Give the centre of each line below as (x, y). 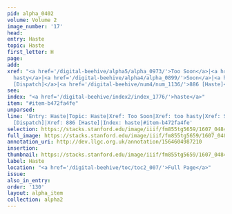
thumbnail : (23, 155)
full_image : (24, 135)
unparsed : (21, 110)
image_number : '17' (35, 26)
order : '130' (26, 187)
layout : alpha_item (35, 193)
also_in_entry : (29, 180)
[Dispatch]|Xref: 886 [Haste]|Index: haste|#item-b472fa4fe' (103, 123)
